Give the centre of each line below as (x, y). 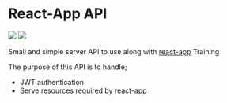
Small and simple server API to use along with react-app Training (114, 51)
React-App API (58, 14)
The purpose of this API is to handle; (68, 67)
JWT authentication (52, 82)
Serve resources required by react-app (83, 90)
